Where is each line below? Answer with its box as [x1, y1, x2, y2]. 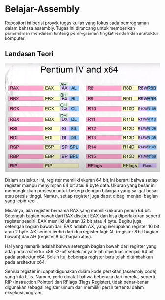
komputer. [5, 35, 26, 41]
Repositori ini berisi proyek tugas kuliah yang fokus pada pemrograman [5, 20, 149, 26]
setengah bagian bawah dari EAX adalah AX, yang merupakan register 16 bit [5, 223, 160, 229]
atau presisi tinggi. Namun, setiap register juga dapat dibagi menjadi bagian [5, 193, 158, 199]
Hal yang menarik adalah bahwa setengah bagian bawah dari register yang [5, 243, 157, 249]
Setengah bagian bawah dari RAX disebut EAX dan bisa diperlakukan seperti [5, 213, 160, 219]
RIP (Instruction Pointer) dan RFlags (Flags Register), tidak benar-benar [5, 279, 149, 285]
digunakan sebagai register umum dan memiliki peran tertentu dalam [5, 284, 144, 290]
